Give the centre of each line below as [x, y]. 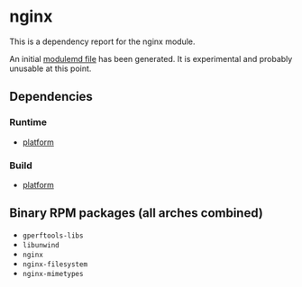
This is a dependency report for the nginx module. [102, 41]
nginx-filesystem [55, 264]
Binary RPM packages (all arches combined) [136, 213]
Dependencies [51, 97]
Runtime [28, 122]
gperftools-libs [53, 236]
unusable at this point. [50, 68]
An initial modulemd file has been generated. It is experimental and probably [151, 58]
